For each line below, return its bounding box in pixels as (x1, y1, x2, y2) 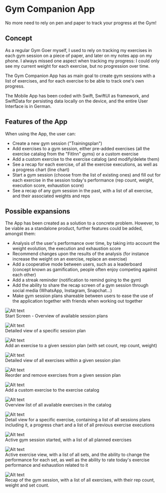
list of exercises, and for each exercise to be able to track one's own (5, 78, 144, 84)
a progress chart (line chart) (12, 167, 70, 173)
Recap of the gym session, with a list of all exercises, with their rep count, (5, 477, 155, 483)
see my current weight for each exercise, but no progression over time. (5, 63, 150, 69)
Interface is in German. (5, 103, 52, 109)
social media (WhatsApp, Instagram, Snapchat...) (12, 288, 112, 294)
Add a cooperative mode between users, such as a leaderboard (12, 261, 142, 268)
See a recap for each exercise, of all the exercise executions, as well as (12, 161, 158, 167)
